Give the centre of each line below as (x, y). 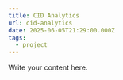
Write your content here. (48, 67)
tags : (17, 38)
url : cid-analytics (40, 23)
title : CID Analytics (44, 15)
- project (31, 45)
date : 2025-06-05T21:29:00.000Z (61, 30)
